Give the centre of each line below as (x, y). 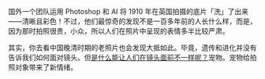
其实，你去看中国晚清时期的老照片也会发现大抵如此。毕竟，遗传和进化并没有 (132, 48)
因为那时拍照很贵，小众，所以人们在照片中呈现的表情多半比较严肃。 (119, 31)
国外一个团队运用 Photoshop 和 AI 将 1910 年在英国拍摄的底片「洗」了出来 (129, 11)
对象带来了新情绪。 (46, 67)
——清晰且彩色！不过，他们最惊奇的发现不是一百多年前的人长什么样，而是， (132, 21)
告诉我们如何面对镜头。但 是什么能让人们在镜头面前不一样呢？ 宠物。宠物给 (129, 57)
